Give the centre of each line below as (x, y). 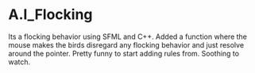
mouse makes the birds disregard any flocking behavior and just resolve (126, 44)
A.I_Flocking (50, 15)
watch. (19, 62)
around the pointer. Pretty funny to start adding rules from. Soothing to (124, 53)
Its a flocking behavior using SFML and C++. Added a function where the (128, 36)
